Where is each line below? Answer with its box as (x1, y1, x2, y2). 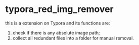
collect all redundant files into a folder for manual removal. (12, 35, 134, 41)
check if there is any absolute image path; (12, 29, 100, 35)
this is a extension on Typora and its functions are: (5, 20, 110, 26)
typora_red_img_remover (5, 3, 114, 15)
